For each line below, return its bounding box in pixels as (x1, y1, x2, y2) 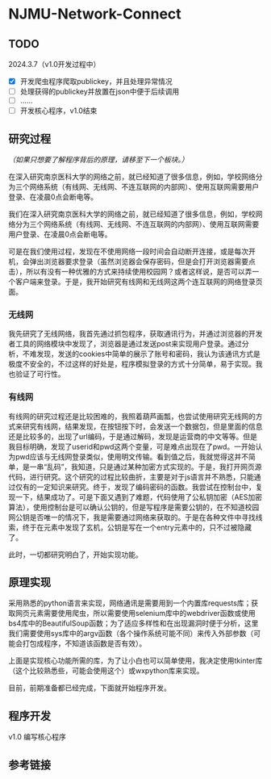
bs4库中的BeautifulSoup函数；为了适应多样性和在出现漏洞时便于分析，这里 (8, 618, 259, 628)
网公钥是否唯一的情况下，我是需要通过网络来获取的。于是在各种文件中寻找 (8, 512, 256, 521)
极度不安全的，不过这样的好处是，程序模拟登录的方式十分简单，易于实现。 (8, 359, 256, 369)
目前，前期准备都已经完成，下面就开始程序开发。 (8, 683, 171, 693)
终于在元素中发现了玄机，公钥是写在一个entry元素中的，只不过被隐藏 (22, 522, 252, 532)
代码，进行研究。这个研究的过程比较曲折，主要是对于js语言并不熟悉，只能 (8, 471, 254, 481)
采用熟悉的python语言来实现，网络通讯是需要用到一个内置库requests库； (8, 598, 252, 608)
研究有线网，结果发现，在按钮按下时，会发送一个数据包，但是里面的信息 (22, 421, 263, 431)
